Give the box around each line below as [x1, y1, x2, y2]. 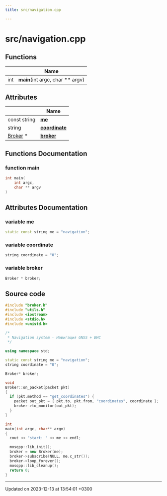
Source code [5, 290, 46, 298]
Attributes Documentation [5, 203, 88, 212]
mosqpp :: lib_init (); [9, 445, 52, 450]
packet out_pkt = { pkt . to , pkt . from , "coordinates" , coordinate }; [14, 399, 159, 404]
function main [5, 164, 40, 171]
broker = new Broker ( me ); [9, 449, 64, 454]
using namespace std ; [5, 348, 50, 354]
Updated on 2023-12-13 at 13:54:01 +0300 [5, 486, 93, 492]
